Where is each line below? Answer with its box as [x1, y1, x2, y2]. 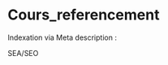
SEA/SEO [7, 48, 39, 58]
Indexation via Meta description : [7, 32, 117, 42]
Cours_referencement [7, 6, 160, 24]
